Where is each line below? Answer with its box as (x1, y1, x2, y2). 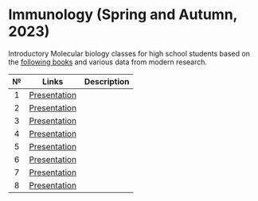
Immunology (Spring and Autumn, (8, 6, 237, 24)
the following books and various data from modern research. (8, 57, 208, 67)
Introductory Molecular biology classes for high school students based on (8, 48, 251, 58)
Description (84, 75, 130, 87)
